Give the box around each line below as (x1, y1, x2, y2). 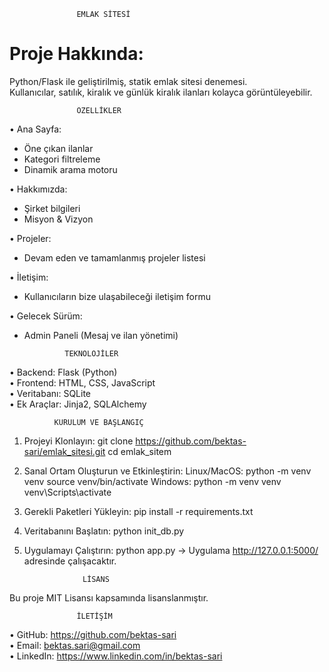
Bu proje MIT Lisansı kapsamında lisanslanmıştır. (9, 591, 209, 604)
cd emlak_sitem (107, 445, 172, 457)
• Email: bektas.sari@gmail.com (9, 639, 141, 651)
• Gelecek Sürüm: (9, 310, 83, 322)
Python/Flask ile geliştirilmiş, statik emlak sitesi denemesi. (9, 75, 248, 87)
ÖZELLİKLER (76, 105, 122, 115)
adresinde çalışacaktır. (23, 555, 117, 567)
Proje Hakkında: (9, 43, 144, 65)
